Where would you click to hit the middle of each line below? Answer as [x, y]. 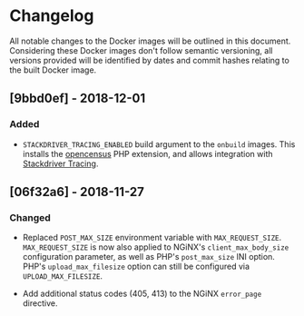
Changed [30, 217]
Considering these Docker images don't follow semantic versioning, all [141, 50]
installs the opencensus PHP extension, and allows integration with [148, 153]
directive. [40, 303]
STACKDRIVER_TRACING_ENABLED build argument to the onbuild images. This [159, 144]
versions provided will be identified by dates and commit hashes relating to [150, 60]
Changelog [52, 16]
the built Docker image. [53, 70]
